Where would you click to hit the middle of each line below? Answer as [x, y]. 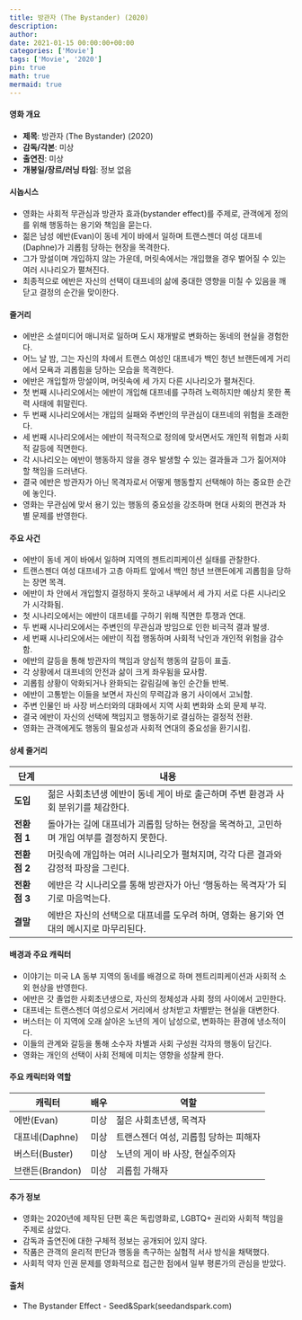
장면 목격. [49, 582]
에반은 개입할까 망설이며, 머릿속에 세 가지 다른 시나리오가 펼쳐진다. [138, 381]
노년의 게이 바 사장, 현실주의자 [176, 1154]
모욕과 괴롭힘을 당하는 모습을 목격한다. [107, 370]
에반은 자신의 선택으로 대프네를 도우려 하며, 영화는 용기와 [160, 915]
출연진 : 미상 [43, 158]
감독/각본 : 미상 [48, 147]
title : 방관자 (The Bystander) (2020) [79, 18]
